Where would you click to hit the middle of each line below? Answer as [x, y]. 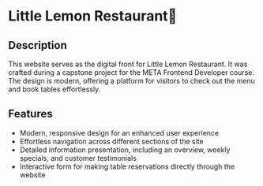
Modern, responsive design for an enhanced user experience [119, 132]
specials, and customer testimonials [78, 158]
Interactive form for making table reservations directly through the [127, 166]
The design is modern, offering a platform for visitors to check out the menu [131, 81]
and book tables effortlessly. [54, 89]
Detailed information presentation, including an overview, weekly [125, 150]
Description [38, 45]
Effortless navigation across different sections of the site [111, 141]
